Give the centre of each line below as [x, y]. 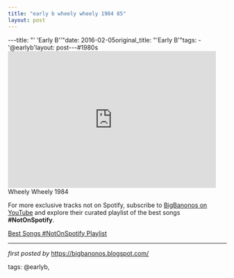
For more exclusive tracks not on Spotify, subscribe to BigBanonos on [108, 205]
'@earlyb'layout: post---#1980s [53, 47]
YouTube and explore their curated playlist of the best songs [94, 212]
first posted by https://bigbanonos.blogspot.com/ [78, 253]
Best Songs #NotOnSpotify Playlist [57, 233]
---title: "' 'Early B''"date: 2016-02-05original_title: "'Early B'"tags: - [105, 40]
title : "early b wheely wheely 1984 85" [67, 14]
